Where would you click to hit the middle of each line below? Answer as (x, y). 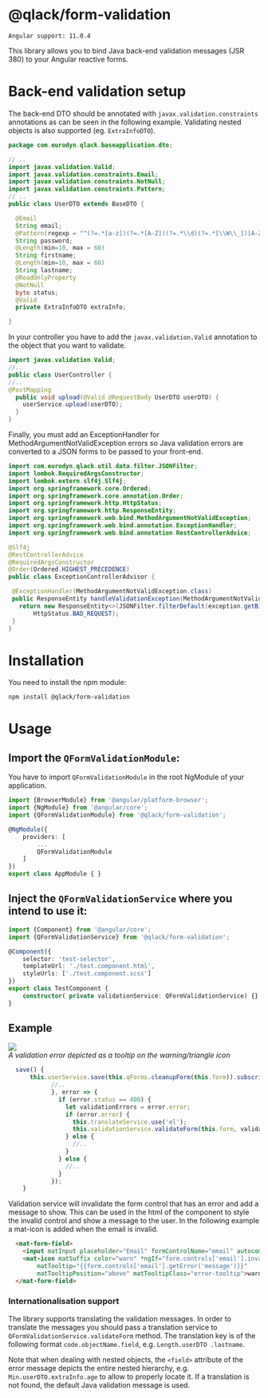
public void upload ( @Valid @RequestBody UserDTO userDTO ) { (117, 397)
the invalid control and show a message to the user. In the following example (134, 1221)
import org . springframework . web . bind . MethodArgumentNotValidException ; (130, 518)
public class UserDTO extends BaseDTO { (77, 204)
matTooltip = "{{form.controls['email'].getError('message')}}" (142, 1266)
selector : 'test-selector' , (69, 959)
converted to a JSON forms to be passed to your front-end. (106, 451)
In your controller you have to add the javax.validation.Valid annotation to (133, 337)
